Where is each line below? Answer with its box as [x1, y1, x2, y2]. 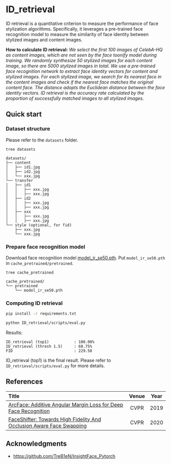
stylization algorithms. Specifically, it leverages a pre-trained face [6, 25, 143, 32]
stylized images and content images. [6, 37, 83, 43]
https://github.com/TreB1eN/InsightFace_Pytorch [13, 453, 116, 459]
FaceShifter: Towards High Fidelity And [8, 416, 101, 423]
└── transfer [6, 178, 33, 183]
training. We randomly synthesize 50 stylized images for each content [6, 57, 153, 63]
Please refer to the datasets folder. [6, 137, 79, 143]
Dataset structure [6, 125, 50, 132]
